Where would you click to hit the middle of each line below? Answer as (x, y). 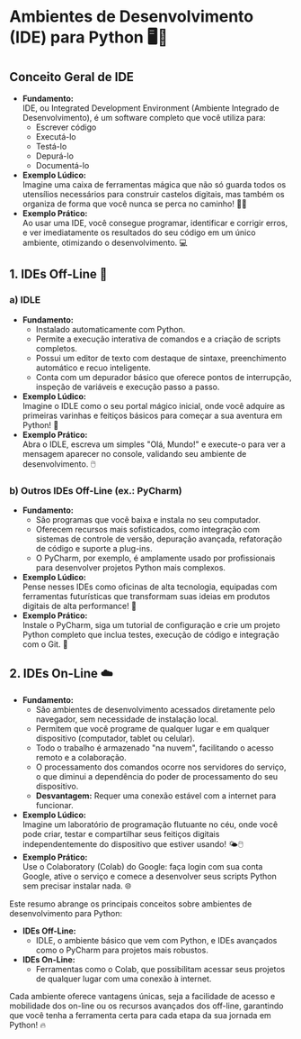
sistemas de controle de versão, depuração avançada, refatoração (159, 539)
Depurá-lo (55, 156)
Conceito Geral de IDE (72, 77)
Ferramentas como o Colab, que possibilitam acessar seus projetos (160, 969)
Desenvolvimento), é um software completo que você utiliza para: (144, 118)
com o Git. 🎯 (45, 644)
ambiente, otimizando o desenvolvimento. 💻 (105, 242)
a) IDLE (25, 300)
